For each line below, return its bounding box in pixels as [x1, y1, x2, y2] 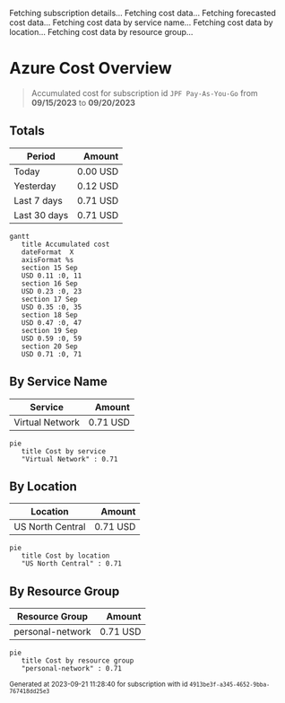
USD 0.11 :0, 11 [21, 271, 82, 280]
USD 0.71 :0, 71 [21, 349, 82, 358]
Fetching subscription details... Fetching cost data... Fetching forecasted [9, 8, 276, 18]
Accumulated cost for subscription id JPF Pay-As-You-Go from [30, 87, 258, 98]
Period [26, 150, 56, 163]
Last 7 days [13, 194, 63, 207]
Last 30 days [13, 208, 69, 221]
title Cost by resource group [21, 656, 134, 665]
